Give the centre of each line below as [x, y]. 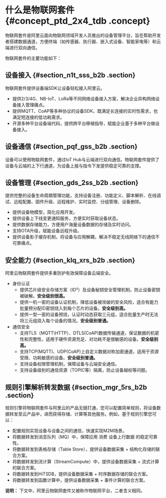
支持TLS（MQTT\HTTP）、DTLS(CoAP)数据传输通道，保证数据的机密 [89, 333]
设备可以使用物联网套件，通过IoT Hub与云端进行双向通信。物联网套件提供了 [82, 159]
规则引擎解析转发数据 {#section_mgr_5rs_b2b [76, 387]
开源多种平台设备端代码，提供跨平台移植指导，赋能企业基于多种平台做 [84, 123]
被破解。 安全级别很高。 [43, 296]
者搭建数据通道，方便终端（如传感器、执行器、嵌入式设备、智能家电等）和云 [83, 41]
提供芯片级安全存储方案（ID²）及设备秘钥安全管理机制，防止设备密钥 [90, 290]
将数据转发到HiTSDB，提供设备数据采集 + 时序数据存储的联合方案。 [81, 474]
